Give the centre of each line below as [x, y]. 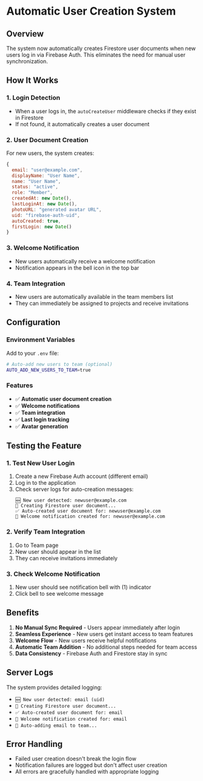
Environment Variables [41, 340]
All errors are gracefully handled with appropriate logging [87, 772]
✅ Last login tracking [42, 419]
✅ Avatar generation [41, 426]
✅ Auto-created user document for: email [69, 712]
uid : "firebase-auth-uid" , [46, 215]
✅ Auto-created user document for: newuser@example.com [88, 511]
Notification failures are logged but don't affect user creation [91, 765]
